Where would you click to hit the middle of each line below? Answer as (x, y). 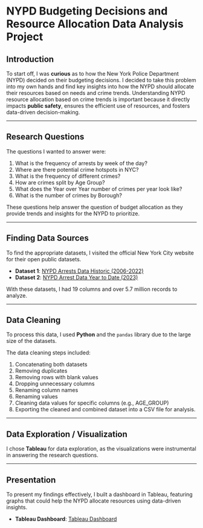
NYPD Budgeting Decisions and (87, 11)
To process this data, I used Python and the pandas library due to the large (99, 334)
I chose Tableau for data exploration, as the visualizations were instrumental (101, 449)
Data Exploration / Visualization (67, 434)
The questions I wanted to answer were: (56, 151)
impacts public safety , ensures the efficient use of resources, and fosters (98, 106)
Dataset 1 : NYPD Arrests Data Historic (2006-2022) (79, 271)
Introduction (30, 59)
